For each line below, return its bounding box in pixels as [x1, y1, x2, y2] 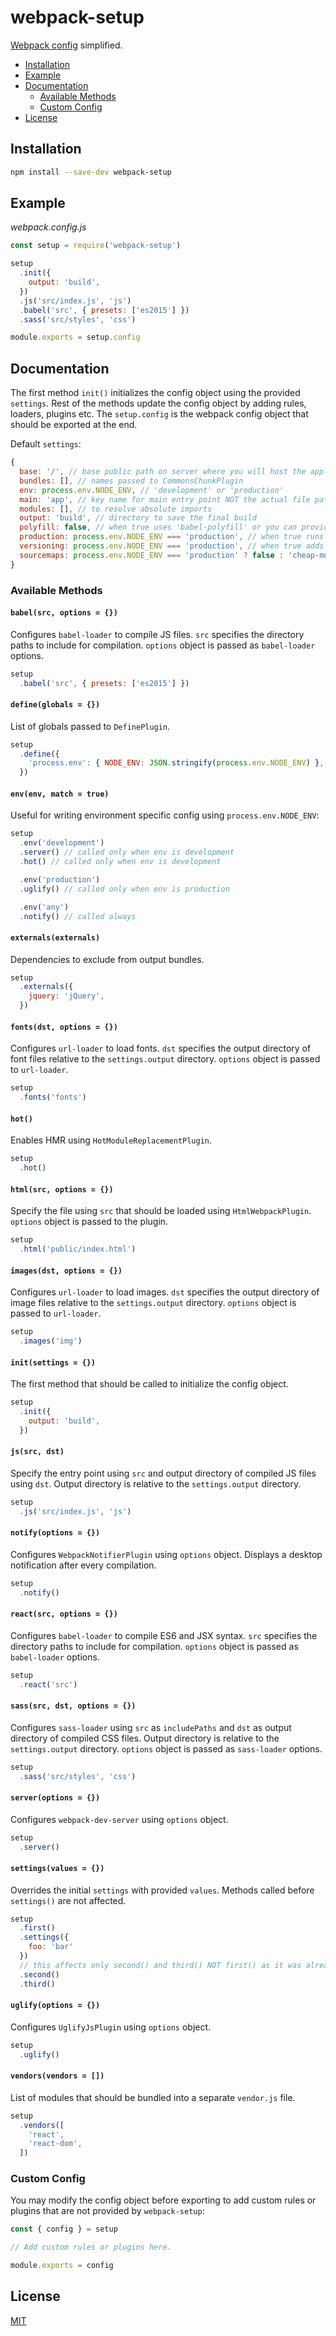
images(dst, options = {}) [10, 1266, 123, 1276]
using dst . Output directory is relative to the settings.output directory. [10, 1477, 302, 1490]
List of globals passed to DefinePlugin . [10, 720, 171, 732]
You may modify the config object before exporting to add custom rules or [10, 2194, 317, 2206]
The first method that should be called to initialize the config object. [10, 1378, 289, 1390]
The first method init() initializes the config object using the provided [10, 387, 301, 399]
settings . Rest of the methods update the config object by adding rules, [10, 397, 307, 410]
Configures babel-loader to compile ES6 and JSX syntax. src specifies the [10, 1629, 318, 1641]
